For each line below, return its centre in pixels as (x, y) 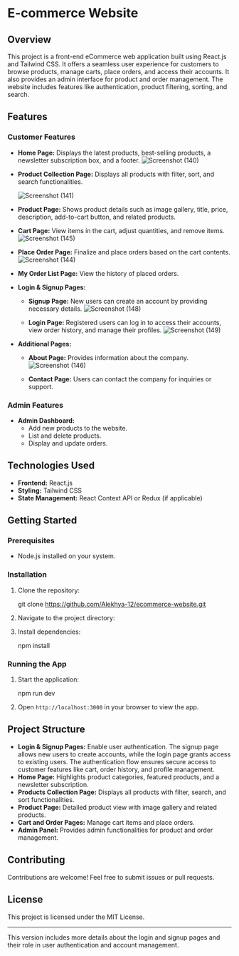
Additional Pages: (44, 344)
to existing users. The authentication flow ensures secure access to (117, 761)
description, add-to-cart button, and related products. (97, 217)
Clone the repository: (49, 590)
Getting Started (42, 521)
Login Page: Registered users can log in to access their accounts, (125, 322)
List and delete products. (65, 436)
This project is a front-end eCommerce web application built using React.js (117, 56)
